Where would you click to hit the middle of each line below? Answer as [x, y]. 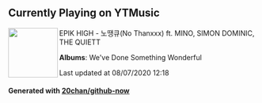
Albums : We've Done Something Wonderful [130, 57]
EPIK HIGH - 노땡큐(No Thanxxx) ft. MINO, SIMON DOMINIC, [157, 33]
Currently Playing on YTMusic [84, 13]
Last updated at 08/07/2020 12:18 [114, 72]
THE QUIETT [80, 42]
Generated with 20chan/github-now [69, 91]
